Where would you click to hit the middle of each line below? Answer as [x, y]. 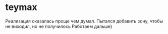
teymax [21, 7]
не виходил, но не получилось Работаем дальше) [59, 26]
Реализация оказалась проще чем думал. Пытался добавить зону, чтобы [84, 21]
